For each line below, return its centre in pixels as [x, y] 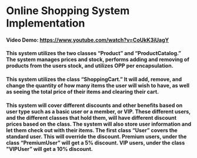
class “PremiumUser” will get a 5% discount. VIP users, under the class [96, 143]
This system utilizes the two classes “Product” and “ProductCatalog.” [94, 53]
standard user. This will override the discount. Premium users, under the [96, 136]
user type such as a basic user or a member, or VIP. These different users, [98, 111]
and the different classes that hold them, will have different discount [91, 117]
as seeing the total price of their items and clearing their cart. [83, 92]
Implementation [46, 23]
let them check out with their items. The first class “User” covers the [92, 130]
